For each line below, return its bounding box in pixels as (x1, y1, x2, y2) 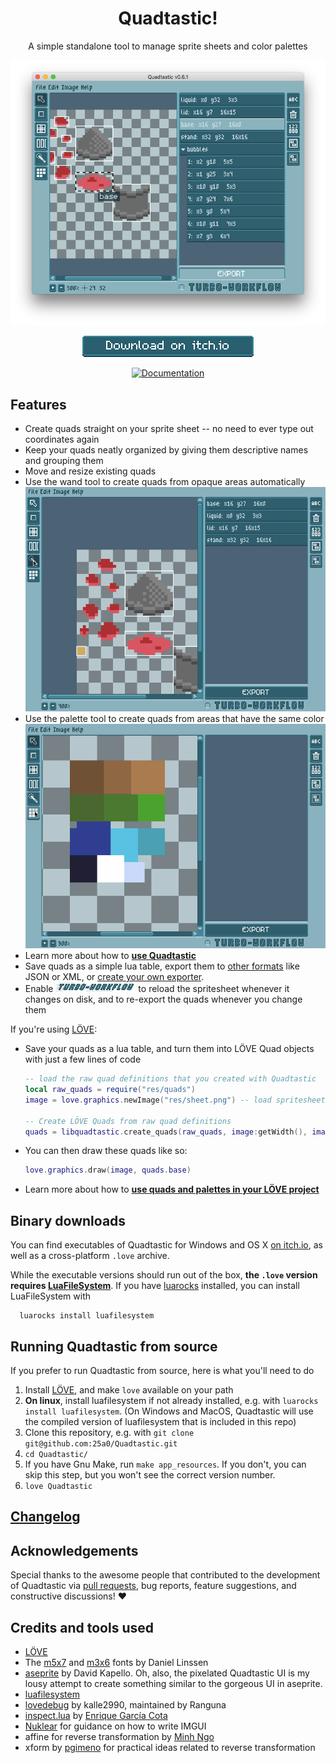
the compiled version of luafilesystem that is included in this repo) (24, 1415, 297, 1427)
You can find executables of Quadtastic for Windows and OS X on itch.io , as (10, 1239, 323, 1251)
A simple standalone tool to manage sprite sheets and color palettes (28, 40, 308, 52)
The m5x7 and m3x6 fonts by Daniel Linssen (24, 1656, 209, 1668)
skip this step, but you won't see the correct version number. (24, 1468, 276, 1481)
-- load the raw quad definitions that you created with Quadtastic (24, 1074, 317, 1084)
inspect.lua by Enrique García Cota (24, 1709, 168, 1721)
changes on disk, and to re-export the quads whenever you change (24, 993, 303, 1006)
